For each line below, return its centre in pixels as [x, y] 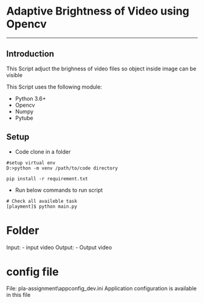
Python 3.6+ [31, 98]
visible [15, 75]
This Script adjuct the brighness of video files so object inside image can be [101, 69]
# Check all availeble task [42, 201]
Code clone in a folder [43, 151]
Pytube [24, 118]
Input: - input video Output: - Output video [59, 247]
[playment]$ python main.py [42, 206]
